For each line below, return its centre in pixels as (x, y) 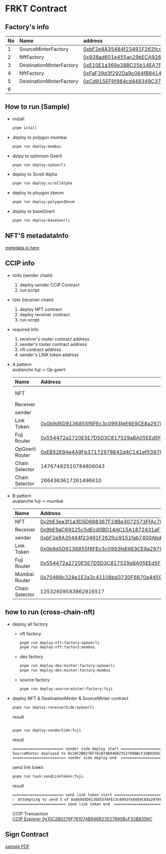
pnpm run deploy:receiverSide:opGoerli (53, 707)
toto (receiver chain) (33, 299)
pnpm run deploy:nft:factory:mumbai (57, 647)
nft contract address (40, 349)
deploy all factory (30, 624)
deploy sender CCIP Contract (50, 285)
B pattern (22, 496)
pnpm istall (24, 128)
